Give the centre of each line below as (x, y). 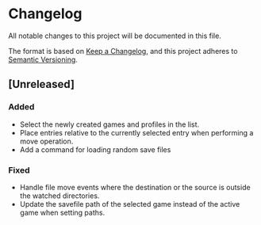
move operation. (46, 141)
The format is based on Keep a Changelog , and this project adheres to (123, 51)
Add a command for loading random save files (95, 149)
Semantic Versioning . (43, 59)
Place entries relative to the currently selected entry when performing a (136, 132)
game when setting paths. (62, 212)
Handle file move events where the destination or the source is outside (135, 187)
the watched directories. (59, 196)
